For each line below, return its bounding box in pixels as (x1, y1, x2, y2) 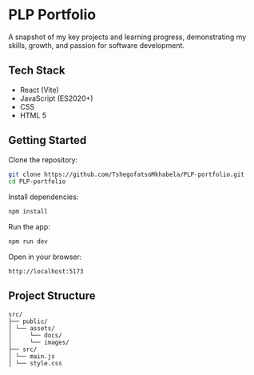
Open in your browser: (8, 252, 82, 261)
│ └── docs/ (8, 331, 62, 339)
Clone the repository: (8, 154, 78, 165)
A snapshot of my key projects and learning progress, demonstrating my (8, 32, 247, 42)
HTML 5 (19, 110, 47, 120)
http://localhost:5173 (8, 268, 84, 276)
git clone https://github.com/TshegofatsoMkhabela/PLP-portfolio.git (8, 170, 245, 178)
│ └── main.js (8, 352, 56, 361)
